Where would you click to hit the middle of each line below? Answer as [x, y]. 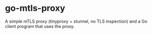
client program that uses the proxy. [40, 26]
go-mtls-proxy [35, 8]
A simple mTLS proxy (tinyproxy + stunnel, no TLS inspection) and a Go [76, 21]
